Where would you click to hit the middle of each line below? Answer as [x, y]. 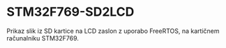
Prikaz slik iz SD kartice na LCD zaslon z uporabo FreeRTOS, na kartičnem [113, 31]
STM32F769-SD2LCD [70, 12]
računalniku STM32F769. [43, 38]
